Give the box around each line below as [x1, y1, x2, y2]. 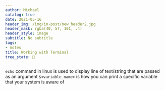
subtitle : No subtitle [5, 36, 53, 41]
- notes [5, 45, 22, 50]
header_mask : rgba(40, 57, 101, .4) [5, 26, 82, 31]
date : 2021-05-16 [5, 17, 42, 22]
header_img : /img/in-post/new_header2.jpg [5, 21, 96, 27]
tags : [5, 40, 17, 46]
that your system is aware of [5, 79, 65, 85]
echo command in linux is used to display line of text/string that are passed [5, 68, 160, 74]
